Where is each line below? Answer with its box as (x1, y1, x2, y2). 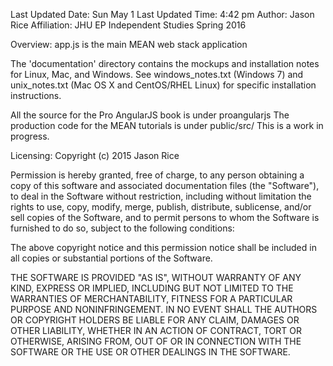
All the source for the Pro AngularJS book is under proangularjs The (10, 109, 290, 121)
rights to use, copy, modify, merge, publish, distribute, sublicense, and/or (10, 201, 312, 213)
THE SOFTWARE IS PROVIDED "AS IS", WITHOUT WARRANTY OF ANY (10, 272, 302, 283)
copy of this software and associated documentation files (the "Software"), (10, 180, 320, 191)
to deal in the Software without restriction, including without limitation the (10, 190, 312, 202)
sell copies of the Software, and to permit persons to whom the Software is (10, 212, 320, 223)
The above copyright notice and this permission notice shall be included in (10, 242, 317, 253)
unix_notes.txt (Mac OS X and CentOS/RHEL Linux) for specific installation (10, 79, 317, 91)
